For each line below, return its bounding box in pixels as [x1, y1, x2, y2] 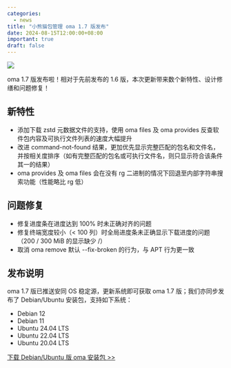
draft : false [7, 42, 45, 49]
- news [13, 17, 32, 24]
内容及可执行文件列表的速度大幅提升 [29, 134, 132, 142]
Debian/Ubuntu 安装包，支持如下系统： [20, 295, 132, 304]
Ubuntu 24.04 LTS [17, 324, 70, 333]
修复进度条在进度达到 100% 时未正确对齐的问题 [17, 219, 152, 228]
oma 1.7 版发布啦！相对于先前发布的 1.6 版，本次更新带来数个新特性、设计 [7, 75, 217, 83]
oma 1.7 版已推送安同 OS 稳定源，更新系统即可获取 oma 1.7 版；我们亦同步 [7, 287, 219, 295]
